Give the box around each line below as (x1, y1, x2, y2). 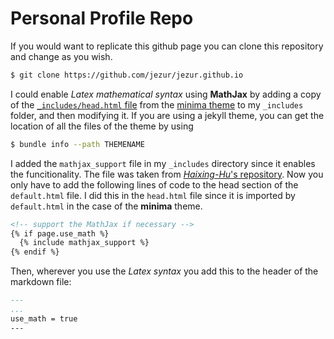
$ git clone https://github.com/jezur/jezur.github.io (10, 70, 244, 80)
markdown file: (10, 276, 72, 288)
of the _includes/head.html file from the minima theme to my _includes (10, 98, 304, 111)
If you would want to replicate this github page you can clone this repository (10, 40, 324, 52)
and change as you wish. (10, 50, 113, 62)
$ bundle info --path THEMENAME (10, 139, 145, 149)
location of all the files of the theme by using (10, 120, 194, 132)
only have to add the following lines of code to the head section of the (10, 178, 299, 191)
